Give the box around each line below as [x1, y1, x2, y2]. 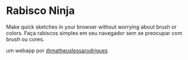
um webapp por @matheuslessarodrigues [6, 47, 108, 54]
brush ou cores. [6, 36, 45, 43]
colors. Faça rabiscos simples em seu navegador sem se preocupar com [6, 29, 183, 36]
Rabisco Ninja [6, 4, 75, 17]
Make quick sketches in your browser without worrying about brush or [6, 23, 177, 30]
